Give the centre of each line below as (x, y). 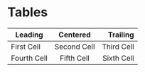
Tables (28, 12)
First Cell (26, 47)
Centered (75, 35)
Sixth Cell (118, 58)
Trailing (121, 35)
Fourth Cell (29, 58)
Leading (29, 35)
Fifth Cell (75, 58)
